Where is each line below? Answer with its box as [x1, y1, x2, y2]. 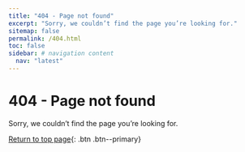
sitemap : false [8, 27, 60, 35]
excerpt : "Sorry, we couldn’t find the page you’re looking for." [8, 19, 238, 27]
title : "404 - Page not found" [8, 11, 114, 20]
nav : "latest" [15, 57, 63, 65]
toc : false [8, 42, 45, 50]
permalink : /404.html [8, 34, 82, 43]
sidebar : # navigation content [8, 49, 114, 57]
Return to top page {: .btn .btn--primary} [8, 134, 142, 144]
